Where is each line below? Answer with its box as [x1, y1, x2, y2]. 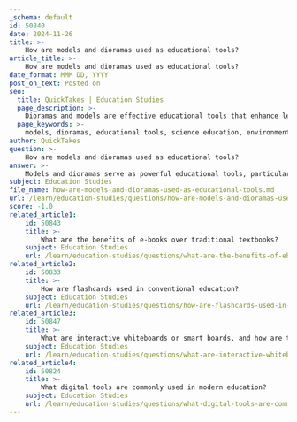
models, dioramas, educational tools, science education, [25, 128, 243, 137]
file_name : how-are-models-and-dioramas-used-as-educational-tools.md [9, 186, 275, 195]
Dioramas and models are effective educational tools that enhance [25, 111, 278, 120]
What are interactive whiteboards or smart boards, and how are [41, 334, 283, 342]
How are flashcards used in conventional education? [41, 284, 240, 293]
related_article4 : [9, 358, 77, 367]
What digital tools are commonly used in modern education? [41, 383, 267, 392]
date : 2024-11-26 [9, 29, 73, 38]
